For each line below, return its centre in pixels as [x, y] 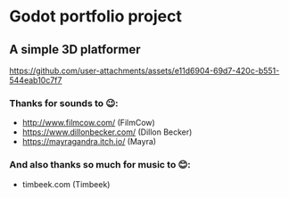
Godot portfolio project [96, 16]
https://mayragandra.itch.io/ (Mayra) [89, 142]
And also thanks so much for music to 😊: [100, 165]
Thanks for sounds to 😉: [64, 103]
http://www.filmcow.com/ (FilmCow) [89, 123]
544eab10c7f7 [36, 80]
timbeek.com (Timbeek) [66, 184]
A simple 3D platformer [75, 49]
